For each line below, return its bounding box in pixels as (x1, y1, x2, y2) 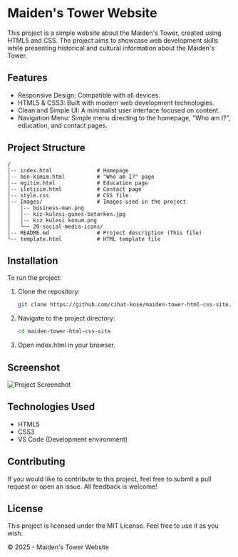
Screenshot (7, 361, 61, 373)
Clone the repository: (17, 287, 81, 296)
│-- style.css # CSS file (7, 192, 130, 199)
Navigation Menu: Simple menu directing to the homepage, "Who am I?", (17, 113, 231, 122)
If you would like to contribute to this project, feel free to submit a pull (7, 474, 212, 483)
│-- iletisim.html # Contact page (7, 185, 142, 193)
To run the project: (7, 274, 62, 282)
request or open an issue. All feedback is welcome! (7, 482, 158, 491)
